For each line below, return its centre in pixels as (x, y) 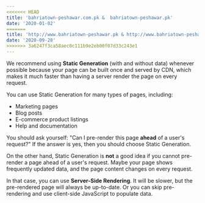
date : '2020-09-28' (31, 40)
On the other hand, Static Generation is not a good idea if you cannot (93, 155)
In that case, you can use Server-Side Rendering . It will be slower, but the (100, 180)
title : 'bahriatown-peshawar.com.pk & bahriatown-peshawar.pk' (90, 18)
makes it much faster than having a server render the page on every (92, 76)
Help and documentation (46, 126)
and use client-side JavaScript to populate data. (92, 193)
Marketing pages (36, 106)
